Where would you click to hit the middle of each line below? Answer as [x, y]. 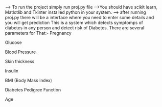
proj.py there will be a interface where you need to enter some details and [80, 17]
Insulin [12, 71]
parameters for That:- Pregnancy [38, 33]
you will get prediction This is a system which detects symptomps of [74, 22]
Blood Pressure [21, 52]
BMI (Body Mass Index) [29, 80]
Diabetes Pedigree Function [33, 90]
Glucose [13, 43]
